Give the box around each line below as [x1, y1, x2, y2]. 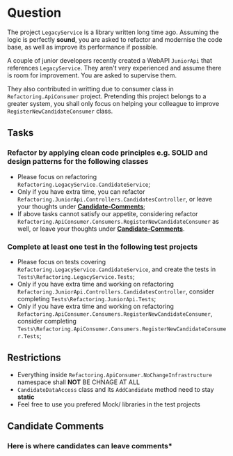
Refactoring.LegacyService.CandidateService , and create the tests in [17, 265, 216, 273]
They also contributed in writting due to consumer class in [7, 84, 174, 93]
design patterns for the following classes [7, 157, 149, 167]
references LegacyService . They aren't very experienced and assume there [7, 63, 222, 72]
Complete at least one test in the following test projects [7, 242, 198, 252]
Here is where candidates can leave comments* [7, 441, 172, 451]
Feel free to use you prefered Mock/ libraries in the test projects [17, 400, 200, 409]
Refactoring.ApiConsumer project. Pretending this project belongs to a [7, 92, 207, 100]
